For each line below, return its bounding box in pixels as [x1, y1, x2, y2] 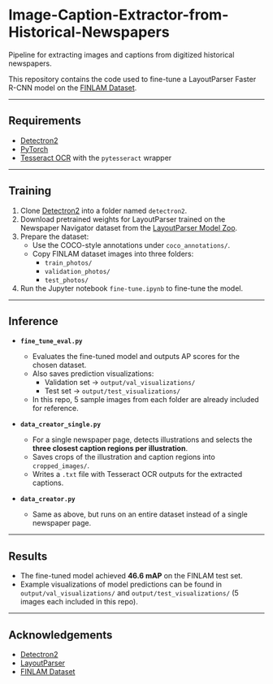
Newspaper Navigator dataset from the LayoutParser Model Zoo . [19, 223, 238, 232]
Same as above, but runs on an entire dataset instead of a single [32, 509, 248, 519]
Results [8, 549, 48, 563]
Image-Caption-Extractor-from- [8, 6, 229, 24]
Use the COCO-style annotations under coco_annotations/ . [32, 240, 230, 249]
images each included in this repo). [19, 597, 138, 607]
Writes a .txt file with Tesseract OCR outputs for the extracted [32, 470, 243, 479]
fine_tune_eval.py [19, 337, 83, 346]
